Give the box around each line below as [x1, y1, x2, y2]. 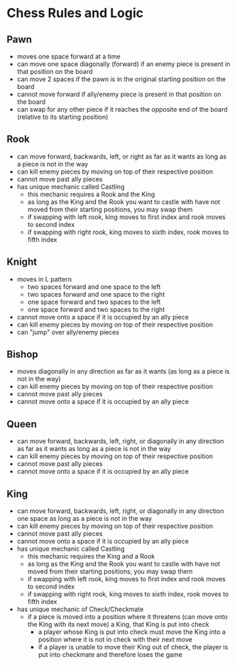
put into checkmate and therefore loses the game [38, 650, 182, 659]
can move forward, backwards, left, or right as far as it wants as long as [16, 152, 227, 161]
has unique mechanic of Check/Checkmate [16, 605, 144, 613]
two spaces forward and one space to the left [27, 282, 161, 291]
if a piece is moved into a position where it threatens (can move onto [27, 613, 228, 621]
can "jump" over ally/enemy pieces [16, 327, 120, 336]
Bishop [6, 349, 38, 361]
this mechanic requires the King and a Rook [27, 552, 155, 561]
